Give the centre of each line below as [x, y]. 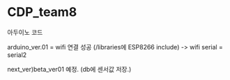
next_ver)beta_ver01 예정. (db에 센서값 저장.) [69, 69]
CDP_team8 [42, 12]
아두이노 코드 [25, 32]
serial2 [17, 55]
